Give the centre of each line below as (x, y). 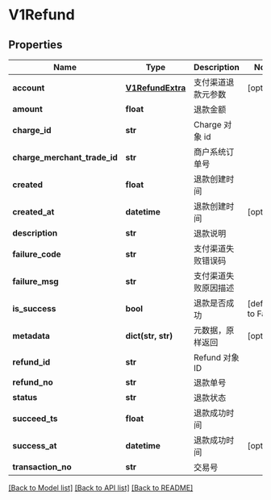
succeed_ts (35, 419)
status (25, 397)
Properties (35, 45)
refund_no (33, 382)
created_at (33, 212)
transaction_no (42, 467)
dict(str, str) (149, 336)
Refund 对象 (216, 358)
